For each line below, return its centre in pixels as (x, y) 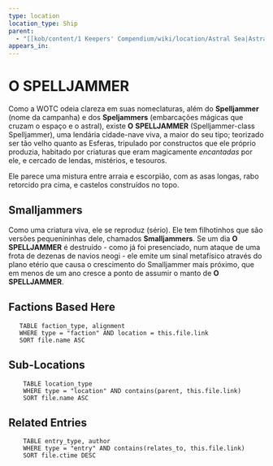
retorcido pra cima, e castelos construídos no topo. (94, 185)
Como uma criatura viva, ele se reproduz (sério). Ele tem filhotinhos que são (136, 230)
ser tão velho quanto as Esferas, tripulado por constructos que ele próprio (132, 144)
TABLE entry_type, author (67, 442)
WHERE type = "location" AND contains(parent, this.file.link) (132, 390)
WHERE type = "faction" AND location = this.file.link (114, 333)
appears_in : (28, 46)
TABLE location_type (58, 384)
